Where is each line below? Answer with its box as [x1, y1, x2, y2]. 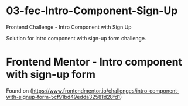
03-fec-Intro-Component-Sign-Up [6, 4, 178, 18]
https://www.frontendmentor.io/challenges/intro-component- [32, 87, 180, 94]
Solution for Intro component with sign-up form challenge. [6, 35, 146, 42]
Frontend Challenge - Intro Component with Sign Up [6, 23, 132, 30]
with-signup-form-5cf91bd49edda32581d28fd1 [6, 93, 120, 100]
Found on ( [6, 87, 32, 94]
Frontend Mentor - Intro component [6, 56, 183, 69]
